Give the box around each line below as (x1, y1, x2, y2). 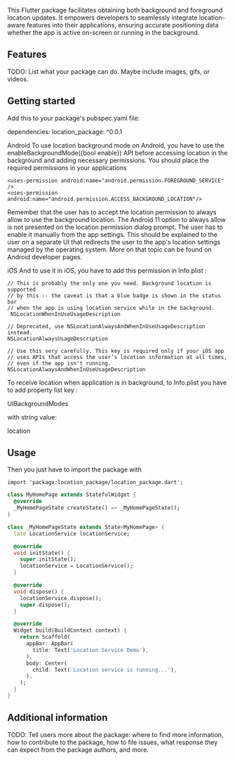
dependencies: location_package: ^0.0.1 (7, 127, 123, 136)
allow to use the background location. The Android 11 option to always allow (7, 215, 226, 223)
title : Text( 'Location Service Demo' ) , (32, 646, 149, 653)
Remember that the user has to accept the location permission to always (7, 207, 217, 216)
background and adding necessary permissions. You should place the (7, 156, 209, 164)
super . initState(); (20, 556, 77, 563)
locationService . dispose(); (20, 594, 102, 601)
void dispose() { (13, 588, 65, 595)
